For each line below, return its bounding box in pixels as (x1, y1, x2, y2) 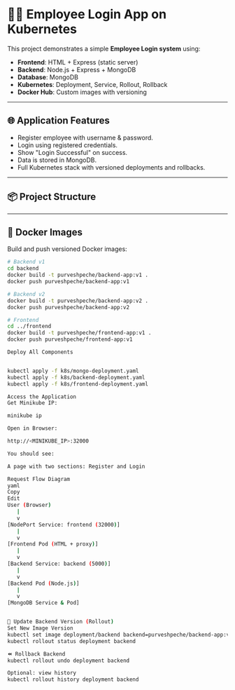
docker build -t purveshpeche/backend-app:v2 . (7, 297, 149, 304)
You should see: (7, 450, 55, 457)
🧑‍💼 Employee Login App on (7, 6, 166, 22)
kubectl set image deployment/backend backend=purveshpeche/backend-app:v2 (7, 631, 233, 638)
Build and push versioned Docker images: (7, 245, 127, 253)
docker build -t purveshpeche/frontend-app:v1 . (7, 330, 152, 337)
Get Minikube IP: (7, 400, 58, 407)
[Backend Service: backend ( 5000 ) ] (7, 560, 111, 567)
